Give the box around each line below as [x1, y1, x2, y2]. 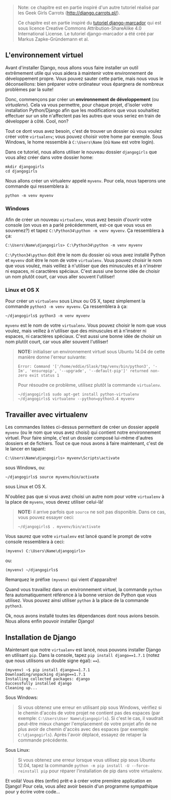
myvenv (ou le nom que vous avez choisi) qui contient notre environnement [5, 429, 161, 435]
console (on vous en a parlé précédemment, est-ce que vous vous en [5, 222, 152, 228]
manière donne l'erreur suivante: [17, 354, 87, 361]
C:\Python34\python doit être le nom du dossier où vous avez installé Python [5, 252, 166, 258]
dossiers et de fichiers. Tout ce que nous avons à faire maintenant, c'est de [5, 441, 164, 447]
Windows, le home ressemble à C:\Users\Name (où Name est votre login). [5, 138, 155, 145]
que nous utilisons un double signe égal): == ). [5, 657, 101, 664]
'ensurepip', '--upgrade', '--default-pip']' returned [29, 369, 149, 374]
